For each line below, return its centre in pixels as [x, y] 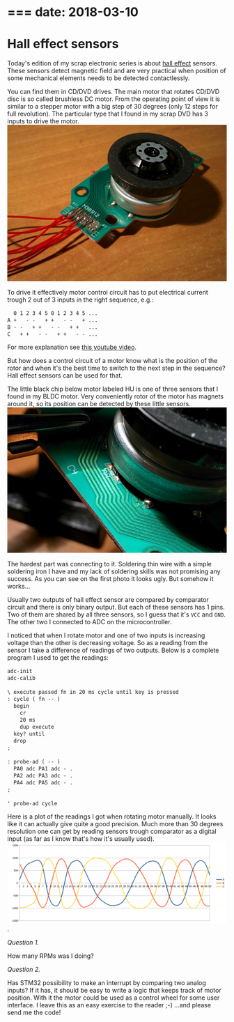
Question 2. [24, 970]
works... [19, 587]
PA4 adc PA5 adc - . [43, 783]
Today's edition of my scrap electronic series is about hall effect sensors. [112, 63]
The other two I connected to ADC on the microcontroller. [89, 622]
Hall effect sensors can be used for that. [65, 375]
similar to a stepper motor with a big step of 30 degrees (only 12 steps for [112, 107]
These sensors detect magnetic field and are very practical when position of [117, 71]
